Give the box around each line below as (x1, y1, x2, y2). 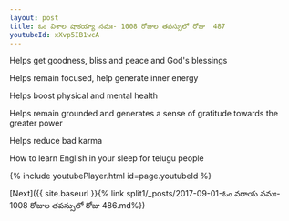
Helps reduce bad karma (9, 136, 103, 146)
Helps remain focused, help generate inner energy (9, 73, 199, 84)
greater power (9, 117, 63, 128)
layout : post (9, 13, 59, 23)
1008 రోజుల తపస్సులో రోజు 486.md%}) (9, 200, 146, 211)
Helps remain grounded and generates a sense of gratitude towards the (9, 108, 279, 119)
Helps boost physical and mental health (9, 90, 158, 101)
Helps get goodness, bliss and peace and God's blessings (9, 55, 228, 66)
